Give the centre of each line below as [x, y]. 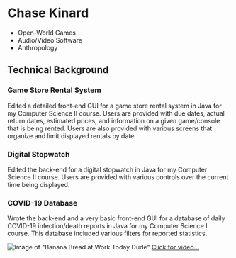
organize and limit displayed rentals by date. [72, 135]
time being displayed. [39, 184]
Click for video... [175, 247]
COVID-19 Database [43, 203]
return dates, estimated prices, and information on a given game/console [114, 120]
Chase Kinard [48, 13]
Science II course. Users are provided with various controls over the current [118, 177]
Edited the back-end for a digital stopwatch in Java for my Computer [107, 169]
